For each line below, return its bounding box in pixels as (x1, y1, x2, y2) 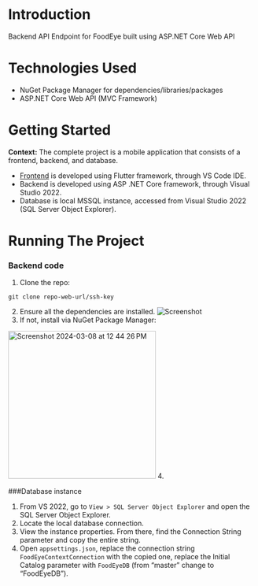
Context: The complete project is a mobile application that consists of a (8, 147, 241, 157)
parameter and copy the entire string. (19, 536, 142, 545)
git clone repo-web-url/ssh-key (8, 293, 114, 301)
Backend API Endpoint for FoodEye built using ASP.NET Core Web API (8, 32, 235, 41)
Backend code (8, 260, 64, 271)
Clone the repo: (19, 278, 71, 287)
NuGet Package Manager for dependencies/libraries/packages (19, 85, 223, 95)
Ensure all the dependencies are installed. (19, 307, 156, 317)
